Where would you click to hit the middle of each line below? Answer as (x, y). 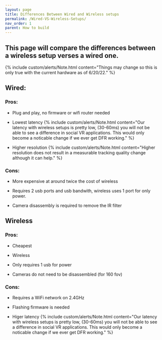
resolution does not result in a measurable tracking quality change (79, 152)
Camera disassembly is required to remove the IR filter (67, 205)
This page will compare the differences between (80, 48)
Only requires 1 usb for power (42, 265)
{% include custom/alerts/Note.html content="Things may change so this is (81, 67)
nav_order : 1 (18, 23)
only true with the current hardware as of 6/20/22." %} (60, 72)
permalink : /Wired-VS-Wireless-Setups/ (46, 19)
